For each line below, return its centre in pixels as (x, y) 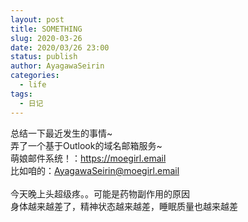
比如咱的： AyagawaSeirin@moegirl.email (95, 170)
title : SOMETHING (46, 29)
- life (33, 85)
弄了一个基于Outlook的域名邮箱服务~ (86, 145)
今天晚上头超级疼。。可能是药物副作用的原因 (100, 193)
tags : (21, 94)
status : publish (44, 57)
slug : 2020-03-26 (46, 38)
